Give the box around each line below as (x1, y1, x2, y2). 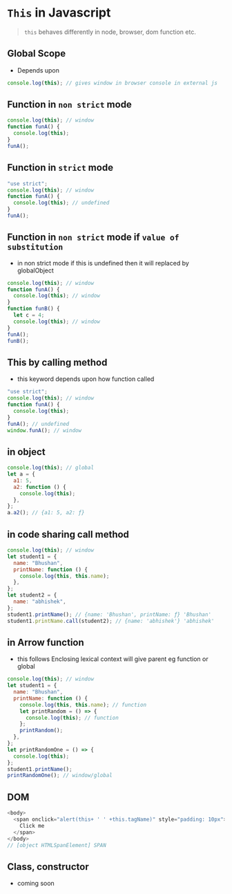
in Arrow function (7, 636, 84, 648)
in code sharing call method (7, 528, 130, 540)
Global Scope (7, 48, 66, 59)
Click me (19, 822, 45, 829)
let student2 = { (7, 592, 57, 599)
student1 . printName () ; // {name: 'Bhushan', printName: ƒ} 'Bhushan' (7, 611, 212, 618)
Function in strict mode (7, 162, 114, 174)
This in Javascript (7, 5, 111, 21)
